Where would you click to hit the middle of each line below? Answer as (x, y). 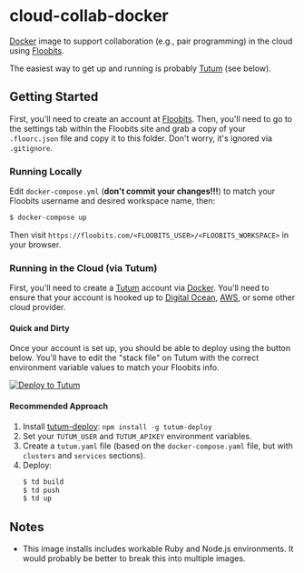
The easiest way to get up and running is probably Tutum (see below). (141, 68)
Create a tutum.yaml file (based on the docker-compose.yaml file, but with (157, 446)
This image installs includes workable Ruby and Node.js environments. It (158, 549)
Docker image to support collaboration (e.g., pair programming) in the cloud (151, 41)
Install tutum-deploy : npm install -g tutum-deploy (117, 426)
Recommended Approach (59, 407)
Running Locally (46, 171)
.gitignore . (31, 147)
